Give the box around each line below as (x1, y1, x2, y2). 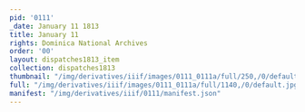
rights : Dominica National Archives (9, 38, 148, 48)
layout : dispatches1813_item (9, 55, 120, 64)
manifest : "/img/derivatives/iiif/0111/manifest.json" (9, 89, 221, 98)
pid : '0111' (9, 13, 54, 23)
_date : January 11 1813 (9, 22, 100, 31)
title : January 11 (9, 30, 79, 39)
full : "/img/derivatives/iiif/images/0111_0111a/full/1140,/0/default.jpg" (9, 80, 302, 89)
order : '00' (9, 47, 54, 56)
